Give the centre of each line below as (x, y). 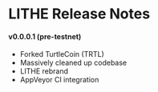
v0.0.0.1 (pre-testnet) (45, 36)
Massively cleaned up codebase (73, 63)
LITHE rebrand (44, 71)
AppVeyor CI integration (59, 80)
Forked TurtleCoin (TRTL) (62, 54)
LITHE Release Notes (79, 14)
